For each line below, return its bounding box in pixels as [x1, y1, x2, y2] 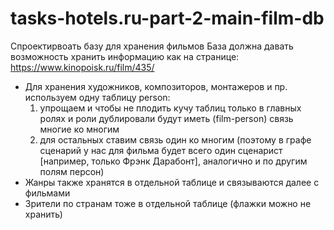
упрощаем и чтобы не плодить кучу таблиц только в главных [39, 102, 302, 114]
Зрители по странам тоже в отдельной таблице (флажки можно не [24, 197, 312, 209]
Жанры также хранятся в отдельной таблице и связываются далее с [24, 176, 320, 188]
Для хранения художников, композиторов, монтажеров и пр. [24, 80, 288, 92]
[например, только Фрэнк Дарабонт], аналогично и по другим [39, 155, 308, 167]
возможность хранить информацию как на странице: [10, 50, 240, 62]
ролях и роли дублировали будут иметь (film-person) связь [39, 112, 294, 124]
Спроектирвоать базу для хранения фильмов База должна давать [10, 40, 294, 52]
